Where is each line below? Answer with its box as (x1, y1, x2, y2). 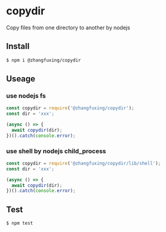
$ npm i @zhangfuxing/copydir (6, 57, 82, 63)
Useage (6, 74, 36, 84)
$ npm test (6, 220, 33, 227)
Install (6, 41, 30, 51)
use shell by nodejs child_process (6, 146, 107, 155)
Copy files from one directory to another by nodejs (6, 24, 130, 31)
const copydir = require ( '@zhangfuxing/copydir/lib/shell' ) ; (6, 160, 161, 166)
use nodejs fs (6, 91, 46, 100)
